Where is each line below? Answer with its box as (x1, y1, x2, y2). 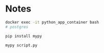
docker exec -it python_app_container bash (5, 20, 99, 25)
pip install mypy (5, 33, 42, 38)
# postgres (5, 24, 29, 29)
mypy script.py (5, 42, 38, 48)
